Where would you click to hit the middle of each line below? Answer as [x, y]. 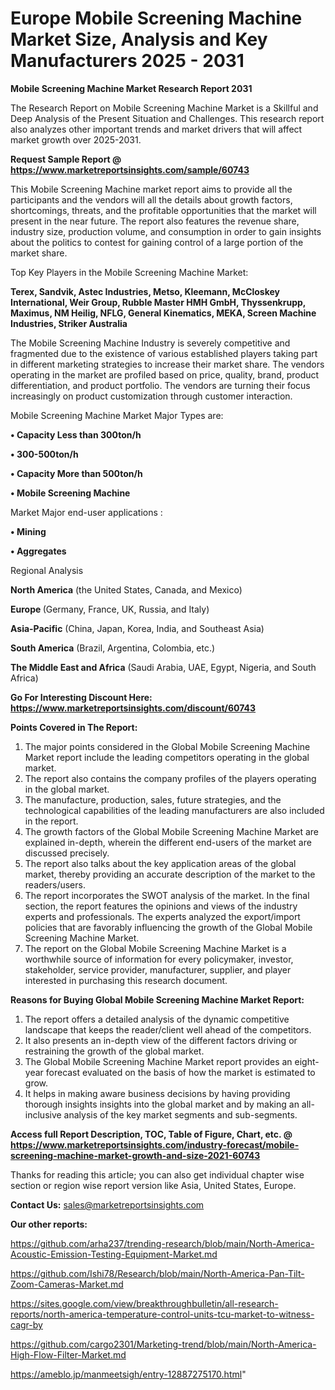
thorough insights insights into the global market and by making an [162, 1104]
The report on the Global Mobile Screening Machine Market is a [155, 948]
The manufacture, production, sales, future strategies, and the [153, 799]
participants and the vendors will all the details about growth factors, [151, 199]
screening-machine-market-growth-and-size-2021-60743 [135, 1155]
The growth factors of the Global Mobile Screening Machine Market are [172, 831]
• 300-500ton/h [44, 454]
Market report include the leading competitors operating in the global [167, 757]
